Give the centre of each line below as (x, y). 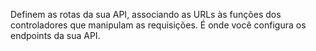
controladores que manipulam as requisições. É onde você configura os (158, 25)
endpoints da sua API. (55, 35)
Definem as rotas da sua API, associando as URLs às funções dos (146, 14)
